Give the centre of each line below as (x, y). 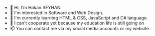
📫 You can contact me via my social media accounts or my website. (80, 28)
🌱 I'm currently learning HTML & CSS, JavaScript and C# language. (79, 18)
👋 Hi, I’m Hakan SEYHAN (35, 8)
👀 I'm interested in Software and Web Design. (57, 13)
